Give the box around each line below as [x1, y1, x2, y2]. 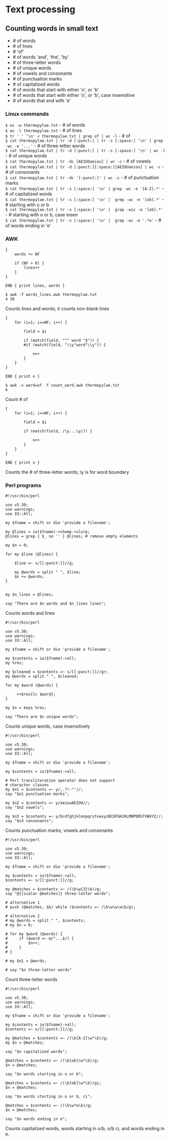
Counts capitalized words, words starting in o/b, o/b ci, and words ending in [5, 1125, 165, 1131]
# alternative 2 [5, 913, 40, 918]
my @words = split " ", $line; [14, 569, 81, 575]
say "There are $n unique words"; [5, 714, 79, 719]
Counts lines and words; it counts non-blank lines [5, 305, 110, 311]
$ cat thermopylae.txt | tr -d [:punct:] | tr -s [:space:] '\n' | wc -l [5, 148, 166, 153]
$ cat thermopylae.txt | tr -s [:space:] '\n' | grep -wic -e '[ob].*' [5, 207, 163, 212]
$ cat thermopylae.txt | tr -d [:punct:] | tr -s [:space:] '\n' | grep [5, 138, 163, 144]
